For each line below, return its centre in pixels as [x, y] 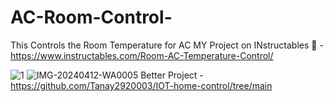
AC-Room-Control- [91, 17]
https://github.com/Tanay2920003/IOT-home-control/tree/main [141, 85]
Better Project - [172, 75]
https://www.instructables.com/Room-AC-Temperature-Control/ [142, 55]
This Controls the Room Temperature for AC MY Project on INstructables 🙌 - [167, 45]
